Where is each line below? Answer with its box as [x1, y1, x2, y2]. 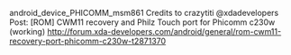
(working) [9, 27, 46, 36]
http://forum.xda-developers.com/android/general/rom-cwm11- [47, 27, 282, 36]
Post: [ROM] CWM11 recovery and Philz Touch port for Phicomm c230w [9, 17, 276, 27]
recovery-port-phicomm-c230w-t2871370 [9, 35, 167, 46]
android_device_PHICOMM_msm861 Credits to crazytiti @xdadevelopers [9, 8, 279, 18]
